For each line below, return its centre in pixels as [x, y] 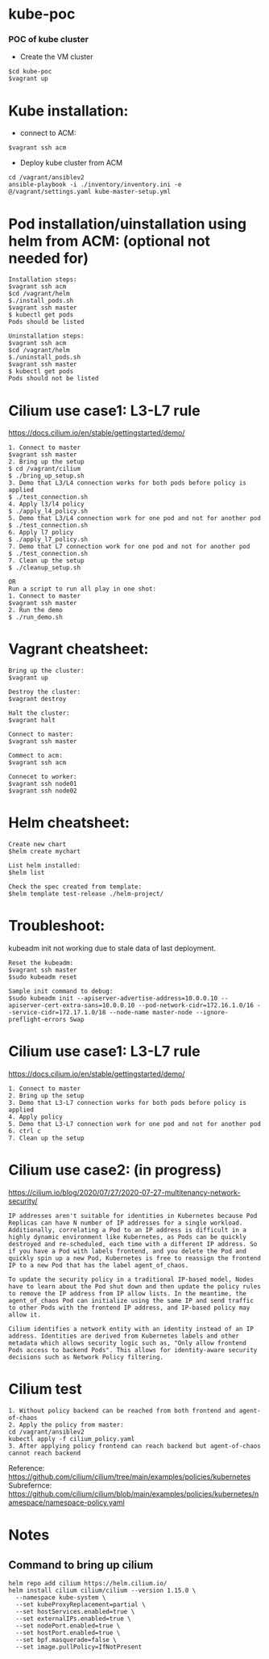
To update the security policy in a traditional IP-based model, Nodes [131, 1279]
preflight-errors [37, 1020]
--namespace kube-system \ [61, 1597]
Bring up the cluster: [46, 671]
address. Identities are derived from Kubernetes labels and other [124, 1336]
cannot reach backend [45, 1453]
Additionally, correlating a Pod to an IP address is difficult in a [128, 1230]
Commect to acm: [35, 756]
